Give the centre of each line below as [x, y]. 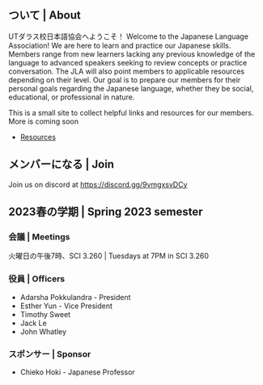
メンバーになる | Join [62, 165]
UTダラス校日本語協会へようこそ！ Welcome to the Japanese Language [129, 36]
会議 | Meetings [39, 236]
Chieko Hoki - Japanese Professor [77, 372]
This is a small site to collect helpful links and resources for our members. [131, 112]
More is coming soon [44, 121]
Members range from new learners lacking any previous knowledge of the [132, 54]
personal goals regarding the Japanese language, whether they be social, [131, 88]
